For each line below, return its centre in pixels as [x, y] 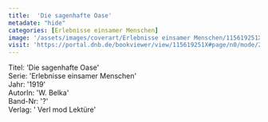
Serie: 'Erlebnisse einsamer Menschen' [73, 76]
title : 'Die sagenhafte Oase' [60, 15]
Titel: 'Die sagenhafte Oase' [54, 67]
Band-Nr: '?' [28, 101]
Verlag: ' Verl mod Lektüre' [52, 110]
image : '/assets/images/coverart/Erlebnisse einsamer [100, 38]
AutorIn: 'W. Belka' [39, 93]
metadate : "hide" [37, 23]
